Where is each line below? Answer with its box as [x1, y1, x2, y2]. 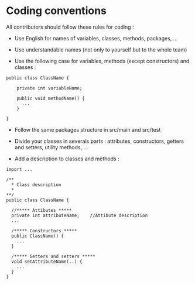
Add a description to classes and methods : [14, 155, 119, 162]
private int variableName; [16, 85, 83, 91]
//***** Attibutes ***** [11, 207, 72, 213]
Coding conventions [6, 4, 107, 18]
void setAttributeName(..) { [11, 259, 83, 265]
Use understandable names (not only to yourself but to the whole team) [14, 46, 187, 53]
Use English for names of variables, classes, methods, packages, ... [14, 35, 178, 42]
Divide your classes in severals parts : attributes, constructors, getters [14, 138, 184, 145]
